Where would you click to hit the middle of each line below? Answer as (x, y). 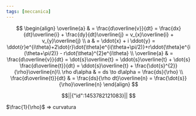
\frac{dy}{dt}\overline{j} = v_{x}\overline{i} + (120, 34)
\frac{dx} (170, 28)
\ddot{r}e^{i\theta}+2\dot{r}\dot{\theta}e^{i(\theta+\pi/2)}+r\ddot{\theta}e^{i (99, 47)
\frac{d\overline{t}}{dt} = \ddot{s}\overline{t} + (77, 66)
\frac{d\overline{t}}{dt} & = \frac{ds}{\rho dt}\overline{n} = (82, 78)
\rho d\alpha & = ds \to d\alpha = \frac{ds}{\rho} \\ (122, 71)
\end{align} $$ (121, 84)
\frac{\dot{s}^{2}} (156, 66)
